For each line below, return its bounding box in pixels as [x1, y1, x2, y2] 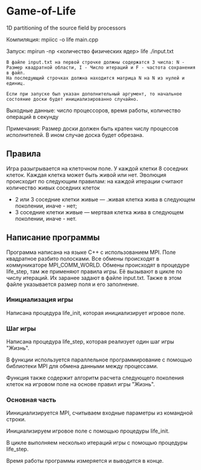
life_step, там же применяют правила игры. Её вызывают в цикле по [6, 267, 183, 275]
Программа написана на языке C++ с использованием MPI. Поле [6, 249, 176, 256]
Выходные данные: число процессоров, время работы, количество [6, 107, 181, 114]
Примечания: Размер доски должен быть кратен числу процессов [6, 125, 179, 132]
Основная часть [6, 396, 56, 404]
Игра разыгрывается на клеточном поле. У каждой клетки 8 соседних [6, 165, 188, 172]
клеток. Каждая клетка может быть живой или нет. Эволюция [6, 171, 167, 179]
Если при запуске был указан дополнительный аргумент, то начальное [6, 91, 182, 97]
